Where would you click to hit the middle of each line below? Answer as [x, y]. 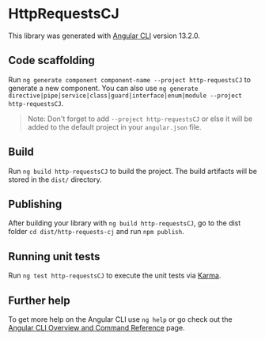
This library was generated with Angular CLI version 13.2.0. [104, 36]
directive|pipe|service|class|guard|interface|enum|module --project [125, 96]
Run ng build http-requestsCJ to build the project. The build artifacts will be [133, 171]
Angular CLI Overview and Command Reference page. [97, 328]
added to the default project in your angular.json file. [114, 127]
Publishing [35, 204]
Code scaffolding [51, 60]
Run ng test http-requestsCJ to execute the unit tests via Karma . [115, 276]
